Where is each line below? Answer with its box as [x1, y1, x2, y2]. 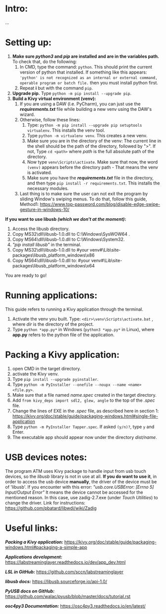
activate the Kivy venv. [12, 371, 59, 377]
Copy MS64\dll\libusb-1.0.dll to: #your [12, 257, 90, 263]
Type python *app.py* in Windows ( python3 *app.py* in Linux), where [12, 326, 155, 332]
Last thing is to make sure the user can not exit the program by [19, 190, 148, 196]
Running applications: [5, 290, 98, 301]
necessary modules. [27, 185, 69, 191]
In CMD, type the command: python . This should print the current [19, 64, 152, 70]
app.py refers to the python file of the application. [12, 332, 115, 338]
